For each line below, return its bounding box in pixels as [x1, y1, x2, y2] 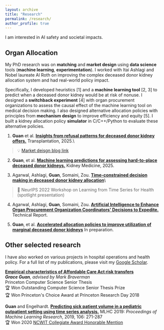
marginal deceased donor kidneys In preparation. [12, 227, 114, 233]
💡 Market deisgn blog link [17, 148, 69, 154]
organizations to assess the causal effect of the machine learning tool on [5, 103, 152, 109]
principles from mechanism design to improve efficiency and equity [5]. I [5, 113, 153, 119]
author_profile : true [5, 21, 49, 26]
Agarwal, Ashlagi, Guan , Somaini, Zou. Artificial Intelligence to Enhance [12, 202, 159, 208]
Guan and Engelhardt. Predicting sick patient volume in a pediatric [5, 303, 142, 309]
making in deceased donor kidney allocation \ [12, 177, 106, 183]
